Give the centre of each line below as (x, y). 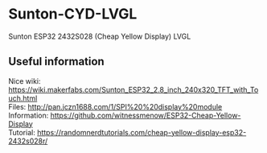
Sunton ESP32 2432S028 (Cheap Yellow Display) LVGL (100, 36)
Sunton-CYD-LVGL (73, 14)
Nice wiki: (25, 81)
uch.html (23, 98)
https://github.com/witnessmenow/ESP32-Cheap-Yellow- (146, 115)
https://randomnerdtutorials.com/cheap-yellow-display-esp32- (142, 132)
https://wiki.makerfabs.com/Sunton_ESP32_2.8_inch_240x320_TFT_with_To (133, 89)
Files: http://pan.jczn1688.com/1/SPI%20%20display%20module (115, 106)
